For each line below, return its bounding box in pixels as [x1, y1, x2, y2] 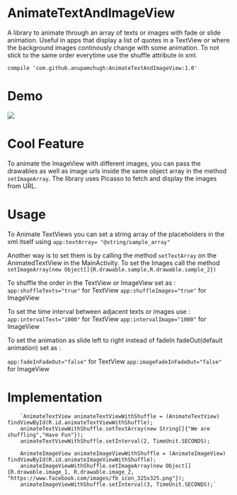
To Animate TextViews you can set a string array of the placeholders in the [7, 230, 225, 238]
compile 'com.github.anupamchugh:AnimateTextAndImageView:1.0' [7, 64, 198, 71]
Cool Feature [7, 136, 85, 152]
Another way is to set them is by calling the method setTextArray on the [7, 251, 217, 260]
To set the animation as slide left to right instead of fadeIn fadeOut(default [7, 336, 223, 344]
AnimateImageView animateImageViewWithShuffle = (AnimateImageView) [20, 450, 226, 457]
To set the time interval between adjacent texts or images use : [7, 307, 191, 315]
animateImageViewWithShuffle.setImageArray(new [20, 462, 163, 470]
